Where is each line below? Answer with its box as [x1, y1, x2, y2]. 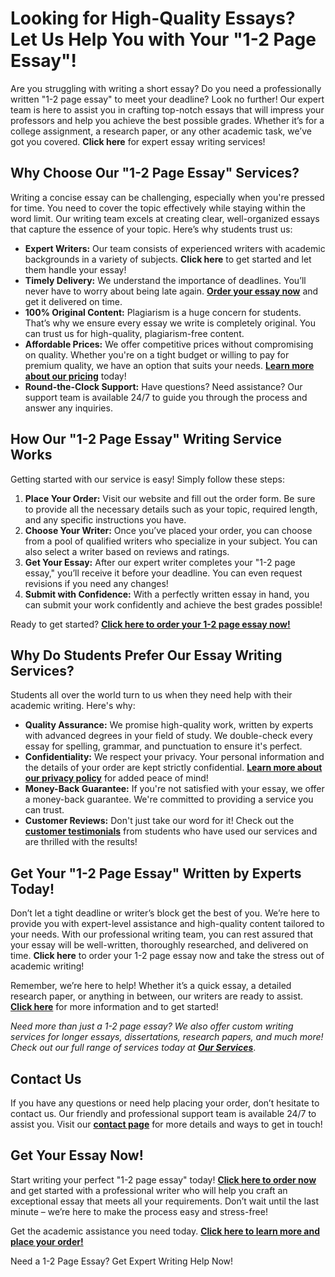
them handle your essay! [24, 263, 127, 276]
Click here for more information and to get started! [10, 1001, 219, 1013]
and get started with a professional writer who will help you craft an [10, 1184, 288, 1196]
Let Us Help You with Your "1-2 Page [10, 28, 317, 51]
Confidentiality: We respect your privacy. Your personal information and [24, 751, 325, 763]
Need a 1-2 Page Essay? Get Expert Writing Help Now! [10, 1255, 234, 1267]
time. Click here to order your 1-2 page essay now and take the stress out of [10, 950, 325, 962]
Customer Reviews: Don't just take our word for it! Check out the [24, 815, 295, 827]
